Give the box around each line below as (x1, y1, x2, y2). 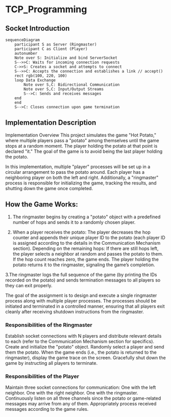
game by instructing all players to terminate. (5, 360, 98, 366)
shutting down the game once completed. (5, 185, 93, 191)
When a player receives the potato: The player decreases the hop (12, 229, 151, 235)
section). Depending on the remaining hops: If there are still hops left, (12, 245, 159, 251)
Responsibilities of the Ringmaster (5, 321, 93, 328)
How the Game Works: (5, 200, 78, 209)
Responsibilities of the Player (5, 373, 79, 380)
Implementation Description (5, 119, 96, 127)
